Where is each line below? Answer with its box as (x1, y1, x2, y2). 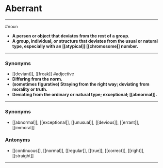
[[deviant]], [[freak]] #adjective (12, 71, 74, 77)
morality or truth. (12, 86, 48, 92)
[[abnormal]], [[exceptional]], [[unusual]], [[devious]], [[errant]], (12, 119, 140, 125)
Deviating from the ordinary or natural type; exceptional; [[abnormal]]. (12, 92, 157, 98)
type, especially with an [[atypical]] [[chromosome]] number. (12, 43, 138, 49)
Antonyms (5, 136, 31, 143)
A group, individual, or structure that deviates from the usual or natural (12, 38, 158, 44)
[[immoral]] (12, 124, 35, 130)
